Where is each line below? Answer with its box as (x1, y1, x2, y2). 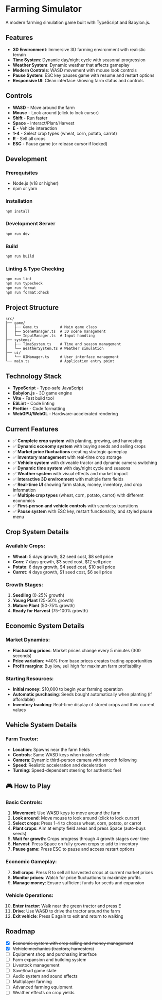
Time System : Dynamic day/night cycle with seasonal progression (12, 57, 145, 63)
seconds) (12, 653, 32, 659)
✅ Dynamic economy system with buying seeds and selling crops (12, 444, 146, 449)
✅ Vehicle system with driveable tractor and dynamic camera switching (12, 460, 158, 465)
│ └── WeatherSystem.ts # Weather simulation (5, 346, 104, 351)
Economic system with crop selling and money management (12, 940, 133, 946)
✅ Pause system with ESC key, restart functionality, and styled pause (12, 508, 153, 514)
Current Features (5, 425, 59, 433)
